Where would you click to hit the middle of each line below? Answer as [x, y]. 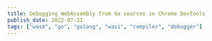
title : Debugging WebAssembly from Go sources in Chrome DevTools [106, 14]
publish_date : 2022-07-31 [45, 20]
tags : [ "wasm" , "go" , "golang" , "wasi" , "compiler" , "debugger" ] [105, 26]
